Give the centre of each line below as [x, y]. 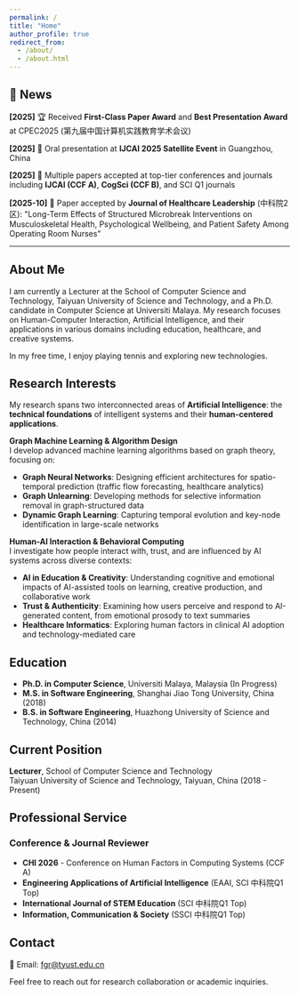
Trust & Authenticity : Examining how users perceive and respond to [147, 606]
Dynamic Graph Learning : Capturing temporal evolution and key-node [151, 515]
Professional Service [68, 818]
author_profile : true [49, 34]
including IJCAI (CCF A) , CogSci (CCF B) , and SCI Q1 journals [122, 184]
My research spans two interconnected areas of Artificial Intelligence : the [146, 405]
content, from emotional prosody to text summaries [156, 615]
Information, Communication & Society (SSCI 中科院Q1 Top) [134, 914]
